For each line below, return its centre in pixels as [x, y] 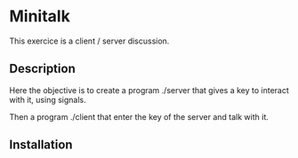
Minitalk [40, 16]
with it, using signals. [48, 99]
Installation [41, 145]
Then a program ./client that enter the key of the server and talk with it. [139, 116]
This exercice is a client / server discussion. [89, 41]
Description [42, 69]
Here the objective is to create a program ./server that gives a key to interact [149, 90]
